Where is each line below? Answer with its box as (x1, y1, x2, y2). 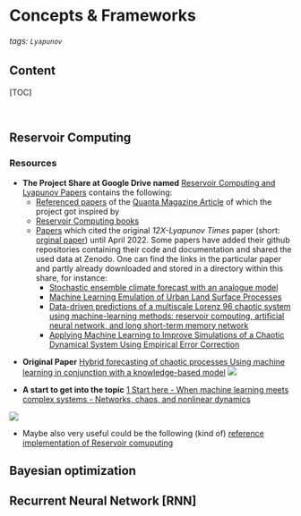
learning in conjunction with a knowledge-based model (21, 367, 226, 377)
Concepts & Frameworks (9, 5, 197, 26)
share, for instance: (35, 272, 107, 283)
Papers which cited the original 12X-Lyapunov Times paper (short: (35, 224, 280, 235)
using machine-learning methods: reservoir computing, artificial (48, 310, 285, 321)
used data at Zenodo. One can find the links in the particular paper (35, 253, 282, 264)
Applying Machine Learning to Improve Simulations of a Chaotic (48, 329, 285, 340)
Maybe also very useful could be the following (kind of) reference (21, 427, 264, 438)
